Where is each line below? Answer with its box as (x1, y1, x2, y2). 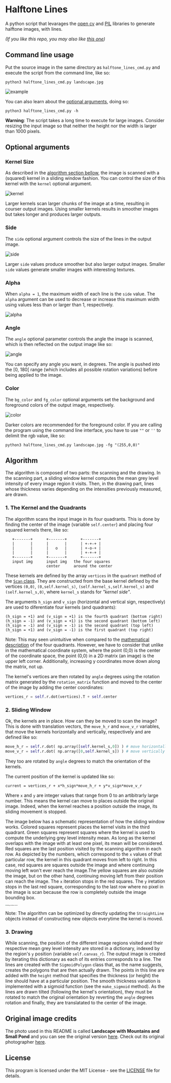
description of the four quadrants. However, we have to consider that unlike (5, 641, 164, 648)
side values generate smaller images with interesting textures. (5, 266, 136, 272)
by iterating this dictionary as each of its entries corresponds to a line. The (5, 956, 161, 962)
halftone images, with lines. (5, 26, 63, 32)
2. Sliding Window (5, 706, 51, 713)
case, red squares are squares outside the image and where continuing (5, 862, 155, 868)
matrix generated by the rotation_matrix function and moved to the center (5, 679, 162, 685)
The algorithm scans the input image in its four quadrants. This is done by (5, 516, 160, 522)
